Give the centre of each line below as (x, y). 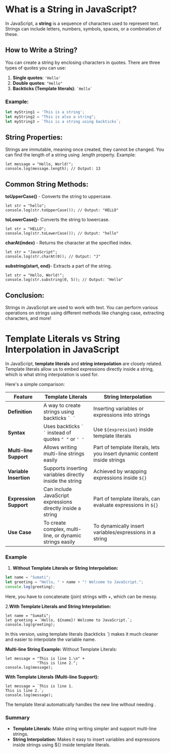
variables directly (64, 475)
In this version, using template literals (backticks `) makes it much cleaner (82, 634)
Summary (18, 717)
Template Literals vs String (63, 339)
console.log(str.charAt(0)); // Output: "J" (53, 257)
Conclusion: (25, 295)
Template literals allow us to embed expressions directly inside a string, (80, 369)
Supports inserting (65, 468)
